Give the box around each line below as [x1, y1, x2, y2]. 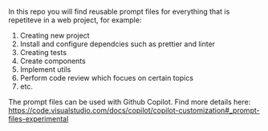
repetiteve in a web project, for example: [8, 15, 142, 25]
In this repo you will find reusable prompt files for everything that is [8, 7, 230, 16]
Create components [19, 56, 86, 65]
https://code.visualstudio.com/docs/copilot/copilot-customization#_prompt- [8, 105, 260, 115]
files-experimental [8, 114, 69, 123]
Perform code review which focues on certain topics [19, 73, 194, 82]
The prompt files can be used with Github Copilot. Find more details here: [8, 97, 251, 106]
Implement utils [19, 65, 71, 74]
